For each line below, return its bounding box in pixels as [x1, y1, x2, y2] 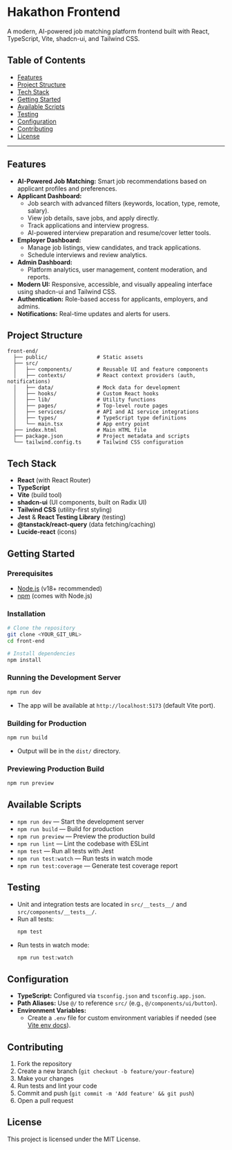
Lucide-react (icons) [17, 528, 77, 536]
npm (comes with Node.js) [17, 591, 93, 600]
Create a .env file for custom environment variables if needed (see [27, 1013, 217, 1022]
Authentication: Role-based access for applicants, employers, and [17, 295, 209, 303]
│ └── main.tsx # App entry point [13, 421, 150, 428]
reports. [27, 272, 50, 281]
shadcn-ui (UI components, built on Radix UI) [17, 498, 147, 507]
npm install [7, 656, 41, 663]
